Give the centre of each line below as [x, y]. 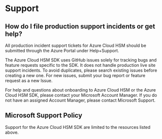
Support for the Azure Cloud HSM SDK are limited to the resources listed [78, 127]
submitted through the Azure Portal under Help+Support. [62, 51]
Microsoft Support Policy [44, 116]
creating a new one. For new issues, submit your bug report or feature [75, 75]
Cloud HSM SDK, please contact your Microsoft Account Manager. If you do [81, 95]
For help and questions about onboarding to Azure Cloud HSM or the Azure [81, 90]
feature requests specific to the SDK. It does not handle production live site [80, 65]
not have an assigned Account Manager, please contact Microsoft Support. [80, 100]
